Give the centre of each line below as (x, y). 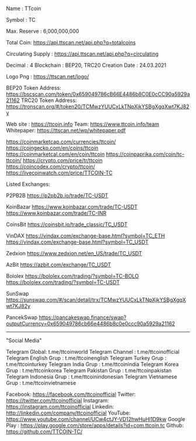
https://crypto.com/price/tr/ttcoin (63, 160)
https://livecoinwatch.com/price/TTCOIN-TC (59, 173)
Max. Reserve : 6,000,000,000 (43, 31)
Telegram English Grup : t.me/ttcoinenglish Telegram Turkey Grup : (86, 358)
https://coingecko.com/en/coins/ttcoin (52, 148)
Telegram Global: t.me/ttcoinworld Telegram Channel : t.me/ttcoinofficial (93, 352)
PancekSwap (22, 317)
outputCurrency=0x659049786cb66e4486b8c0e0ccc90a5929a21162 (91, 324)
